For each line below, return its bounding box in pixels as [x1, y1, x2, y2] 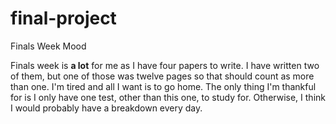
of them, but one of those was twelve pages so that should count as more [10, 70, 315, 82]
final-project [10, 7, 117, 30]
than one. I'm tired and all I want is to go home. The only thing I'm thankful [10, 80, 317, 92]
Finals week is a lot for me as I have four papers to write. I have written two [10, 59, 320, 71]
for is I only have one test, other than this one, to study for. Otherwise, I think [10, 91, 326, 103]
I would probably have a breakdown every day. [10, 102, 203, 114]
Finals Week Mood [10, 40, 87, 52]
